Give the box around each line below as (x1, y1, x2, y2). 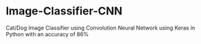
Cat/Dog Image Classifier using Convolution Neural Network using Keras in (6, 24, 195, 31)
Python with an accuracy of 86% (6, 30, 89, 37)
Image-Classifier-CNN (6, 4, 123, 18)
